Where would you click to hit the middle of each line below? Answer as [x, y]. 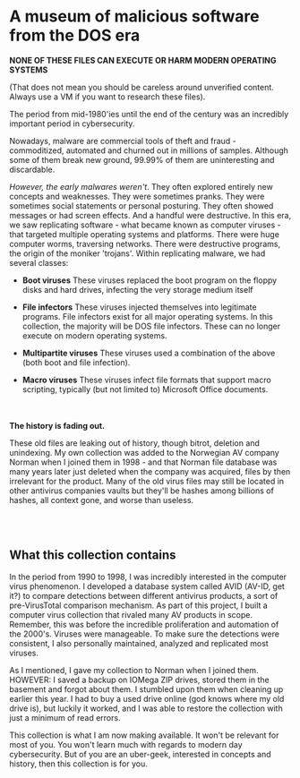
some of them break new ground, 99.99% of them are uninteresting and [142, 159]
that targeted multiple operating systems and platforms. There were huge [145, 234]
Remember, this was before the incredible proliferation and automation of [144, 624]
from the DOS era [75, 35]
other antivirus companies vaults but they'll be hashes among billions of [142, 491]
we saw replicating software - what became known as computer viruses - [145, 225]
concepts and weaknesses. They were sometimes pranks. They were [137, 196]
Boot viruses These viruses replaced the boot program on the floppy [150, 280]
